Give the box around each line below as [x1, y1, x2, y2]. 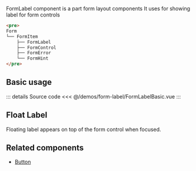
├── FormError [16, 50, 51, 56]
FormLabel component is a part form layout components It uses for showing [6, 5, 190, 12]
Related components [6, 143, 84, 153]
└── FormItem [6, 34, 38, 40]
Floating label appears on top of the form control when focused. [6, 126, 161, 133]
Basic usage [6, 77, 52, 87]
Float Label [6, 110, 48, 120]
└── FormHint [16, 55, 49, 61]
